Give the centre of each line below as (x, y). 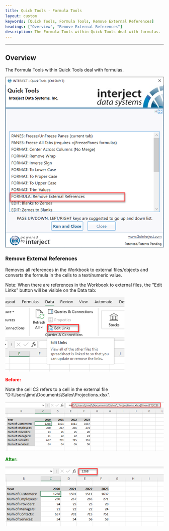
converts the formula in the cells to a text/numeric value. (64, 275)
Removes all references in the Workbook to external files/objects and (77, 270)
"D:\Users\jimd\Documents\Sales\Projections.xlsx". (58, 394)
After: (12, 459)
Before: (13, 379)
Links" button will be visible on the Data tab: (51, 290)
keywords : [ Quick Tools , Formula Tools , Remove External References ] (80, 21)
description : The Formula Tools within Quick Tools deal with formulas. (83, 32)
